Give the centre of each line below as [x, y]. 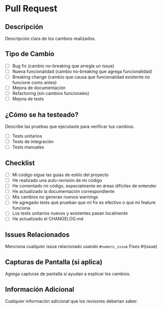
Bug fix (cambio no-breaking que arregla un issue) [63, 66]
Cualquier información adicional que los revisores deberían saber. [72, 301]
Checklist [20, 163]
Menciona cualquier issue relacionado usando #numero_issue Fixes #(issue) [81, 247]
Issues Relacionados [37, 234]
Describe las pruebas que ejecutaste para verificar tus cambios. [70, 126]
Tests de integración [33, 142]
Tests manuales [28, 147]
